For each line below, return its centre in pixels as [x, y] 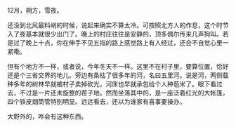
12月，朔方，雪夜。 [35, 10]
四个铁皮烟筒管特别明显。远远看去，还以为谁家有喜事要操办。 [97, 101]
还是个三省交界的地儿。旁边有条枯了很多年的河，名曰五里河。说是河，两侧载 [118, 75]
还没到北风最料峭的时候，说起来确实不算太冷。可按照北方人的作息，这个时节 [118, 25]
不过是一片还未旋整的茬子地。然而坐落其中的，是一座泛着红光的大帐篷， [124, 93]
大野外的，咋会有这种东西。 [47, 116]
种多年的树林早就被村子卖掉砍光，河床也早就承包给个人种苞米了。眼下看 [112, 84]
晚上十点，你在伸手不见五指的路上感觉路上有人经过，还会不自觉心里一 [127, 43]
